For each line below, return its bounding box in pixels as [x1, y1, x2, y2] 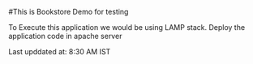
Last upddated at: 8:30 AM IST [8, 47, 111, 56]
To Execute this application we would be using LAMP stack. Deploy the [8, 23, 246, 32]
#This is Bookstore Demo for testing [8, 7, 129, 16]
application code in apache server [8, 32, 122, 41]
